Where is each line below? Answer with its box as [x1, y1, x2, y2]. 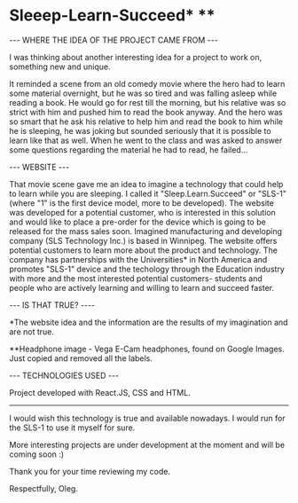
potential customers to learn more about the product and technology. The [9, 245, 278, 255]
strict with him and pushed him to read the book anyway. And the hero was [9, 106, 283, 117]
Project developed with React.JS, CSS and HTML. [9, 387, 191, 397]
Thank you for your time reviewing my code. [9, 466, 171, 476]
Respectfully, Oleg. [9, 483, 78, 493]
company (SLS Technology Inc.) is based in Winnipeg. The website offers [9, 235, 278, 246]
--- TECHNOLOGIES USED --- [9, 370, 120, 381]
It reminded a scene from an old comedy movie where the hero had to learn [9, 78, 286, 89]
